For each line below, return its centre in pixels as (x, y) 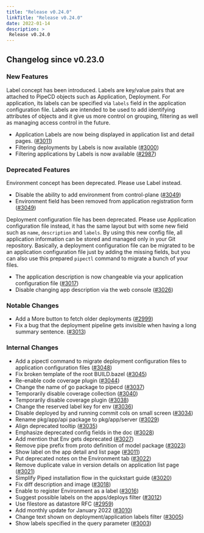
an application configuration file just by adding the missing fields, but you (98, 252)
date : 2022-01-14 (28, 23)
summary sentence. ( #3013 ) (51, 332)
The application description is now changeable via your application (99, 277)
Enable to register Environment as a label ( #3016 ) (77, 491)
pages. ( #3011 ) (34, 140)
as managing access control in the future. (58, 122)
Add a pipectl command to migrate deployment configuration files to (101, 361)
